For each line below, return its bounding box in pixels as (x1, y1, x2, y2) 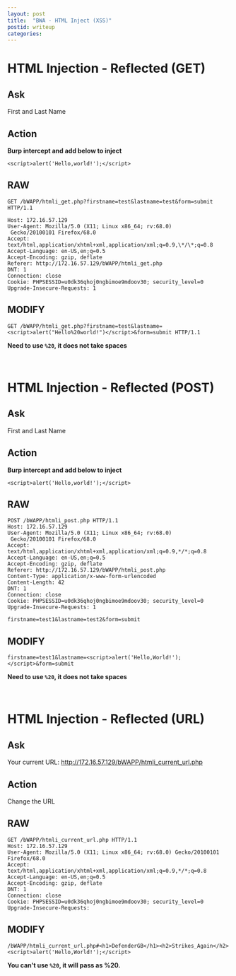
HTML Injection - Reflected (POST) (7, 380, 215, 396)
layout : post (7, 10, 46, 18)
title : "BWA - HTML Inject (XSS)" (7, 17, 112, 24)
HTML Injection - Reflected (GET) (7, 61, 206, 76)
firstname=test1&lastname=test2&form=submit (7, 616, 141, 623)
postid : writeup (7, 23, 55, 30)
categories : (7, 30, 42, 37)
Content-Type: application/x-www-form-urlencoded (7, 573, 157, 580)
